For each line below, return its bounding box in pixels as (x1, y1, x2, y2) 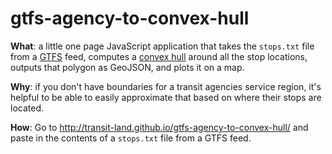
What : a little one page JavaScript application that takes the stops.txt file (10, 40, 315, 52)
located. (10, 102, 44, 114)
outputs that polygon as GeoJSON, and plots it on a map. (10, 61, 245, 73)
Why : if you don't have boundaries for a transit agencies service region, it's (10, 80, 322, 92)
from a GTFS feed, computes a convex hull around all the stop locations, (10, 50, 308, 62)
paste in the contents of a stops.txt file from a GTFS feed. (10, 132, 252, 144)
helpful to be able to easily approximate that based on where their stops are (10, 91, 322, 103)
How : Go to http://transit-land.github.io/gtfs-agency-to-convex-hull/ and (10, 121, 309, 133)
